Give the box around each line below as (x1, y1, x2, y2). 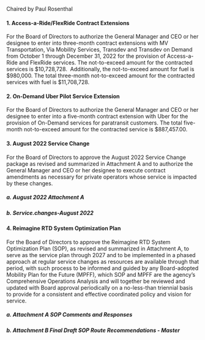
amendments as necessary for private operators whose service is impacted (6, 173, 197, 180)
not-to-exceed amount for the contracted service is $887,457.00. (23, 126, 188, 133)
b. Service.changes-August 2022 (6, 209, 94, 217)
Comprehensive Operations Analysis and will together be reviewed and (6, 277, 185, 285)
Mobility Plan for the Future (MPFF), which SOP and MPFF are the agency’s (6, 271, 196, 278)
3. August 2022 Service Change (6, 140, 90, 147)
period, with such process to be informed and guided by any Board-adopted (6, 264, 199, 272)
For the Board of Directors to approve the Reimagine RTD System (6, 238, 171, 245)
